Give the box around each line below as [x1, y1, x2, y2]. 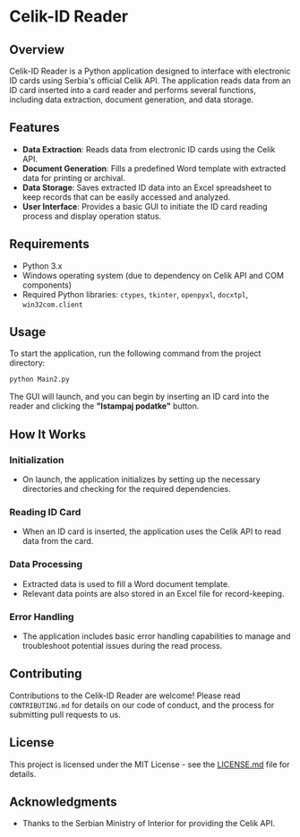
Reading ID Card [9, 505, 81, 518]
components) [21, 280, 73, 290]
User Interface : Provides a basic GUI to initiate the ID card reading [21, 201, 268, 211]
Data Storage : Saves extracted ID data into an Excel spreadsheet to [21, 182, 272, 193]
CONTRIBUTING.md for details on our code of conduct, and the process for [9, 699, 275, 710]
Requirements [9, 237, 90, 252]
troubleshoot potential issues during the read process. [21, 640, 223, 651]
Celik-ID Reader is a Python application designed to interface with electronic [9, 65, 291, 76]
